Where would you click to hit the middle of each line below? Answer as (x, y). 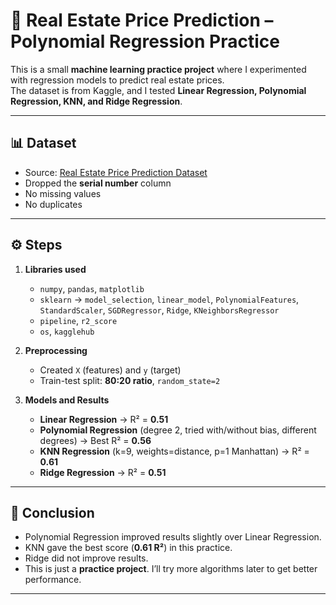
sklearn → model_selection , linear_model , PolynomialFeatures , (169, 299)
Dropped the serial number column (98, 183)
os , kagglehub (67, 331)
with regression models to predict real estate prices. (117, 80)
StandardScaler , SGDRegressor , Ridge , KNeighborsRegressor (159, 310)
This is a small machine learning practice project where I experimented (158, 69)
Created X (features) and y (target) (110, 370)
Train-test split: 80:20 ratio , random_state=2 (130, 380)
